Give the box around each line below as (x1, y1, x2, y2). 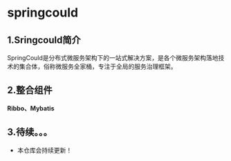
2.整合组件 (7, 84, 53, 96)
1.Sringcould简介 (7, 34, 81, 46)
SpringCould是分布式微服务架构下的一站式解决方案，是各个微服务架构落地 (7, 54, 219, 61)
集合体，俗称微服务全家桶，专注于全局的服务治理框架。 (19, 62, 177, 70)
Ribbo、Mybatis (7, 104, 55, 112)
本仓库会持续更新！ (17, 146, 73, 154)
